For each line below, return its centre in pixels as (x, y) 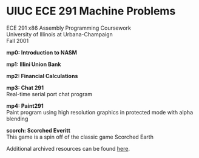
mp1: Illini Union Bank (34, 64)
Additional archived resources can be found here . (68, 148)
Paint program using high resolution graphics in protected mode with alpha (100, 112)
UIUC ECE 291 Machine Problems (91, 11)
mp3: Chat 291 (25, 87)
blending (17, 119)
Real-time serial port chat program (49, 94)
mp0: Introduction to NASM (42, 52)
